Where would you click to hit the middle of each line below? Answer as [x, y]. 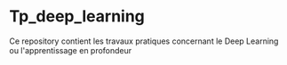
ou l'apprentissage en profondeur [71, 50]
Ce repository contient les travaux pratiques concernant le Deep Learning [144, 41]
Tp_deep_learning [77, 16]
